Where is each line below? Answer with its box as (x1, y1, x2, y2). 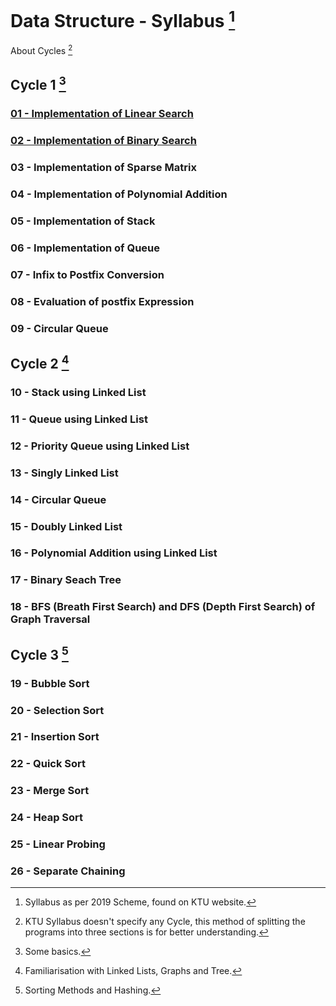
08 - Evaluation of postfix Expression (10, 294, 195, 308)
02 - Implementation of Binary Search (10, 134, 197, 148)
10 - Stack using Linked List (10, 385, 147, 399)
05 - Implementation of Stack (10, 214, 156, 228)
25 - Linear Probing (10, 837, 106, 851)
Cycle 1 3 (10, 74, 67, 94)
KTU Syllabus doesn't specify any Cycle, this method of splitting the (24, 916, 306, 928)
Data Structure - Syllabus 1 (10, 6, 236, 33)
